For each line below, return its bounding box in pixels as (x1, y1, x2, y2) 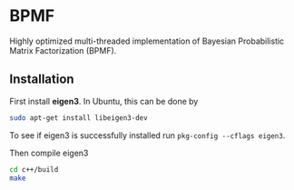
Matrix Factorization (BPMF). (9, 45, 117, 55)
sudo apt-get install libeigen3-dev (9, 113, 148, 123)
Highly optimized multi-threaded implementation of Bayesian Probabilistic (9, 35, 285, 46)
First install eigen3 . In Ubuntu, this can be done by (9, 95, 199, 106)
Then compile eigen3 (9, 147, 89, 158)
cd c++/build (9, 165, 59, 174)
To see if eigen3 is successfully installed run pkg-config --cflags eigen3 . (9, 129, 286, 141)
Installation (9, 72, 74, 87)
